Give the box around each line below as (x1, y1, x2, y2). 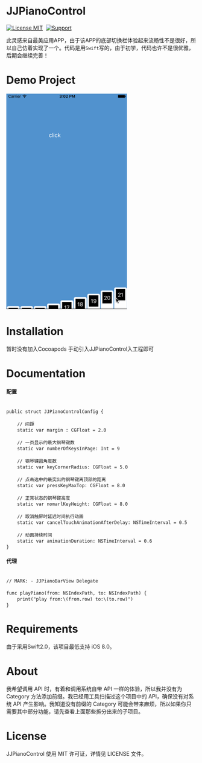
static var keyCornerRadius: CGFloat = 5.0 (17, 464, 128, 470)
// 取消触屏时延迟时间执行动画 (17, 513, 84, 520)
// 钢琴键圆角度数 (17, 458, 57, 464)
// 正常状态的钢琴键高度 (17, 495, 71, 501)
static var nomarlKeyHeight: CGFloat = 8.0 (17, 501, 128, 507)
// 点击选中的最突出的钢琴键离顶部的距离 (17, 476, 107, 482)
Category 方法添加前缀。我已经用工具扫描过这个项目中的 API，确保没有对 (6, 692, 189, 700)
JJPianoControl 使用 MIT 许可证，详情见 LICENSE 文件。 (6, 750, 147, 757)
